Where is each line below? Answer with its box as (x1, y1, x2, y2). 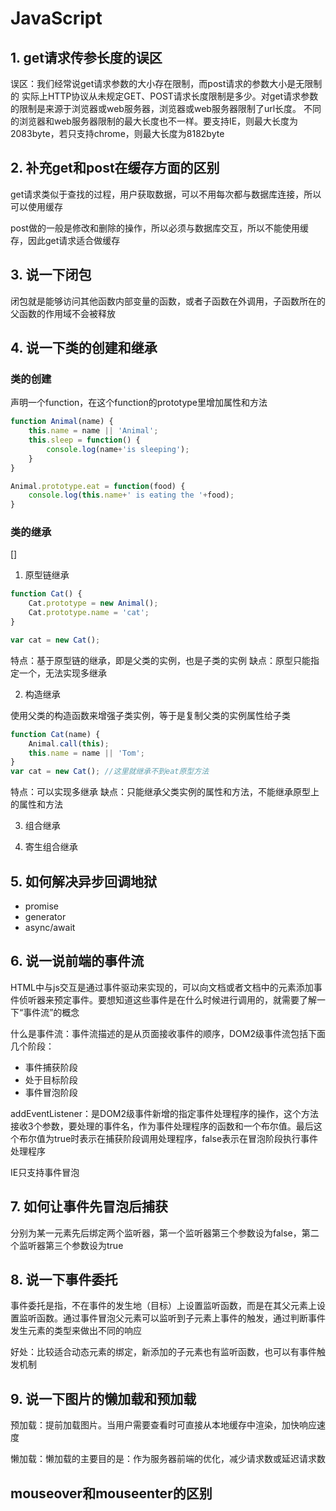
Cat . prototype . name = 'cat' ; (28, 608, 150, 618)
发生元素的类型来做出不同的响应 (10, 1325, 142, 1337)
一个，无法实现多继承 (18, 667, 107, 679)
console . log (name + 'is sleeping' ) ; (46, 444, 190, 454)
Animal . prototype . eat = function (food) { (10, 481, 186, 491)
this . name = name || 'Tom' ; (28, 748, 145, 758)
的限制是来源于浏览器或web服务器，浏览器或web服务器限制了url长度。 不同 (10, 103, 322, 114)
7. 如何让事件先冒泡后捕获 (10, 1198, 168, 1216)
